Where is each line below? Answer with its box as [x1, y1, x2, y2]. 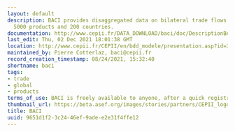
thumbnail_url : [7, 101, 52, 108]
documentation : [7, 29, 52, 37]
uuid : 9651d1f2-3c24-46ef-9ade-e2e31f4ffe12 [7, 114, 139, 121]
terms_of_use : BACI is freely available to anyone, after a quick [7, 95, 205, 102]
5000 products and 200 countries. [13, 23, 114, 30]
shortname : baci [7, 62, 55, 69]
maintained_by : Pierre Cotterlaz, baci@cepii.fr [7, 50, 152, 57]
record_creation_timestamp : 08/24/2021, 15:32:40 [7, 56, 155, 63]
